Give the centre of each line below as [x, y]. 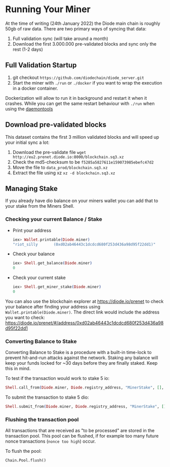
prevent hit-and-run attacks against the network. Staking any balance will [82, 358]
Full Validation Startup [41, 65]
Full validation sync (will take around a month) [60, 38]
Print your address [32, 230]
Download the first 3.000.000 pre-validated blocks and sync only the [84, 44]
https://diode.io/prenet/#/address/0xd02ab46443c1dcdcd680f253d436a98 [84, 323]
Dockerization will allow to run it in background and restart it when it [76, 98]
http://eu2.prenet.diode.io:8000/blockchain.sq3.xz [68, 157]
